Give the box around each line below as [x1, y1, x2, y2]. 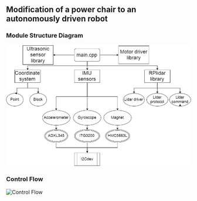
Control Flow [6, 175, 43, 183]
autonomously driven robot [6, 14, 108, 24]
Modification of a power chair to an [6, 5, 137, 15]
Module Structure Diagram [6, 32, 84, 40]
